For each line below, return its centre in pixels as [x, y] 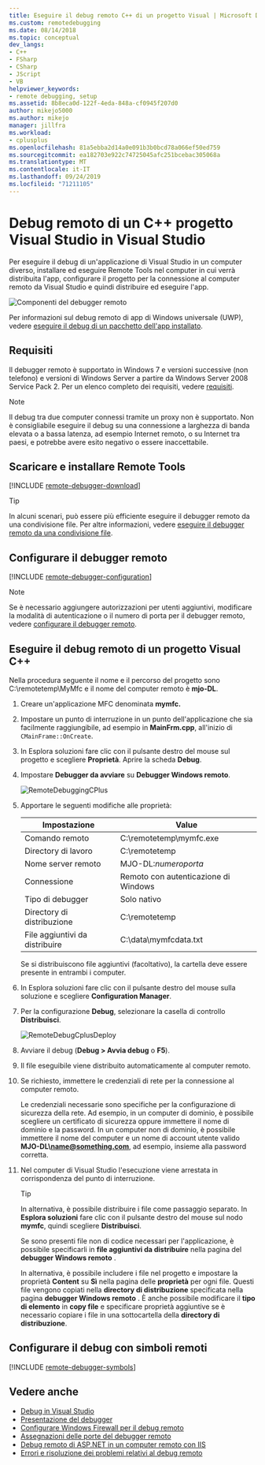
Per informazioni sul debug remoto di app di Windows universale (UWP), [126, 317]
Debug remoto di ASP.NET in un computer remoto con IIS [113, 1444]
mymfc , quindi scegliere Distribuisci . [81, 1225]
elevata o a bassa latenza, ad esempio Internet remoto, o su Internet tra [125, 434]
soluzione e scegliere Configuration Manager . [96, 996]
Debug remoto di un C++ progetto [121, 223]
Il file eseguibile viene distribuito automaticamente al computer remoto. [135, 1065]
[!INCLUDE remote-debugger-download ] [75, 486]
